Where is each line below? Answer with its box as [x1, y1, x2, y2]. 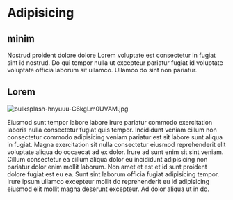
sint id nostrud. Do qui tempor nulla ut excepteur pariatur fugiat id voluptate [7, 59, 224, 67]
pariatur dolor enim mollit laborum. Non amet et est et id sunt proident [7, 162, 207, 171]
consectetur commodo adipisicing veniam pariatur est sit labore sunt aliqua [7, 132, 223, 141]
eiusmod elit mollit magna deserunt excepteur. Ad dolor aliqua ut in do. [7, 185, 210, 193]
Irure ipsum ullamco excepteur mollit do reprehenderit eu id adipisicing [7, 177, 210, 185]
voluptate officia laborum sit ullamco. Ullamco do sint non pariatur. [7, 66, 198, 74]
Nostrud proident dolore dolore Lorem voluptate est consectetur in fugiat [7, 51, 216, 59]
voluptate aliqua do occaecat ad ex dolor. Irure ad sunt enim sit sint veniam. [7, 148, 224, 156]
